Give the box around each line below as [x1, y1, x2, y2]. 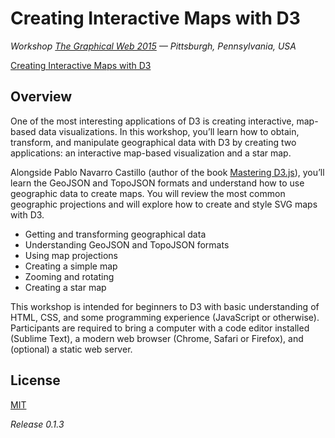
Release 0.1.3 [10, 418, 65, 430]
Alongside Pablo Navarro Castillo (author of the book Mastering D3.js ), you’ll [10, 166, 325, 178]
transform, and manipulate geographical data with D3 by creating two [10, 136, 297, 148]
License [10, 372, 61, 389]
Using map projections [24, 249, 119, 261]
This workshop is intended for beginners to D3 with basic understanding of [10, 300, 320, 312]
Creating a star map [24, 281, 107, 293]
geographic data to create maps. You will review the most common [10, 187, 286, 199]
